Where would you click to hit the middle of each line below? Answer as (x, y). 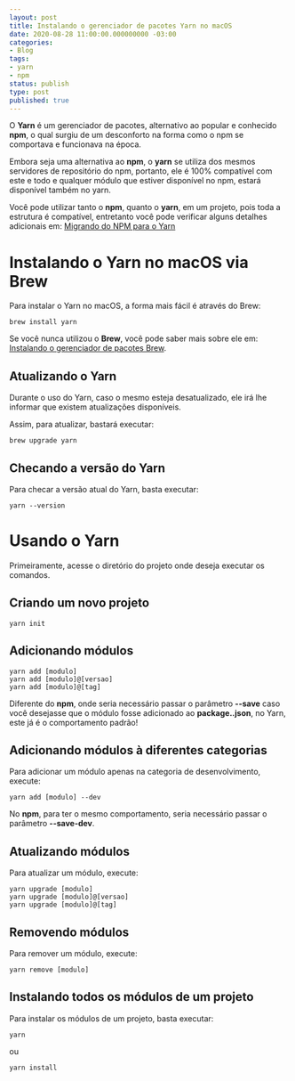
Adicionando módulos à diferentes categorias (139, 750)
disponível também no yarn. (60, 190)
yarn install (33, 1068)
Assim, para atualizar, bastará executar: (81, 425)
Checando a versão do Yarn (88, 468)
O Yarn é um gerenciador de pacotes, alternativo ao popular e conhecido (143, 126)
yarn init (28, 623)
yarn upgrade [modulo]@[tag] (63, 905)
